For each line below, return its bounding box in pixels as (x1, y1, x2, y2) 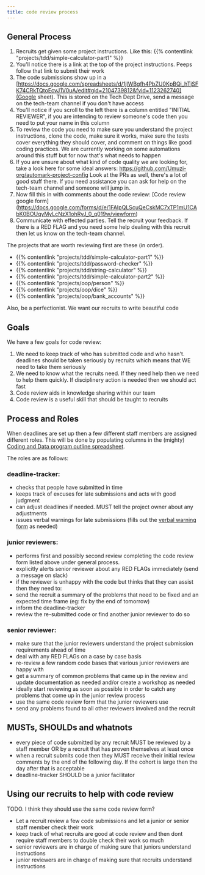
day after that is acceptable (15, 764, 85, 772)
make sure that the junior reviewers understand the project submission (15, 639, 194, 647)
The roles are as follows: (7, 455, 69, 462)
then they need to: (15, 584, 62, 592)
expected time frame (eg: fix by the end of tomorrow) (15, 597, 150, 605)
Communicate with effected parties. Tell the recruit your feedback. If (15, 217, 189, 224)
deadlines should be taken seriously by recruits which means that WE (15, 357, 191, 364)
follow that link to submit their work (15, 67, 104, 75)
